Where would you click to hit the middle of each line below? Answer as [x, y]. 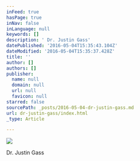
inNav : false [23, 23]
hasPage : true [24, 18]
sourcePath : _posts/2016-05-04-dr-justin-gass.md [70, 107]
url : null [24, 91]
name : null [25, 79]
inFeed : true [23, 12]
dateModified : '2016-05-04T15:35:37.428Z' [61, 51]
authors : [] [21, 68]
